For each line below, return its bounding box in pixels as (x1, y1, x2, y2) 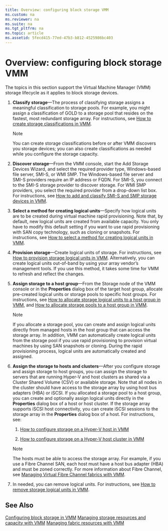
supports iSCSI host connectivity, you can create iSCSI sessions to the (12, 405, 158, 412)
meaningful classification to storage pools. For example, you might (12, 104, 150, 111)
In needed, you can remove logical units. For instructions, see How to (12, 481, 156, 487)
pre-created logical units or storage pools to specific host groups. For (12, 291, 156, 297)
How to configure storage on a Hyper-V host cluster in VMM (20, 436, 144, 442)
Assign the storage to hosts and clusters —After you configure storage (12, 363, 160, 369)
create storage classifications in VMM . (12, 121, 92, 127)
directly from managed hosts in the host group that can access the (12, 327, 150, 333)
